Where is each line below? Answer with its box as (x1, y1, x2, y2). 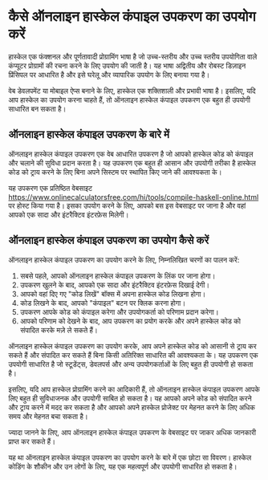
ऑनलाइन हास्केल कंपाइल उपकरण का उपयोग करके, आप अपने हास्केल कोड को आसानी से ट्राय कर (8, 341, 257, 351)
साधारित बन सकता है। (8, 104, 67, 113)
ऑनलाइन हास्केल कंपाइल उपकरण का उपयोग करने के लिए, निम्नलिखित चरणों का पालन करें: (8, 254, 240, 264)
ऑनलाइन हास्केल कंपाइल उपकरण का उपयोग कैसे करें (8, 234, 209, 247)
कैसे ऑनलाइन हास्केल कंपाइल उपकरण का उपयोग (8, 7, 256, 26)
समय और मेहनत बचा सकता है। (8, 411, 88, 421)
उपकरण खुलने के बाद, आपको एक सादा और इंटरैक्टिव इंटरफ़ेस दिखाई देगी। (19, 280, 210, 290)
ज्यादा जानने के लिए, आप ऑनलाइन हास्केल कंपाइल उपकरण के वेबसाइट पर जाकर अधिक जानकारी (8, 427, 257, 437)
